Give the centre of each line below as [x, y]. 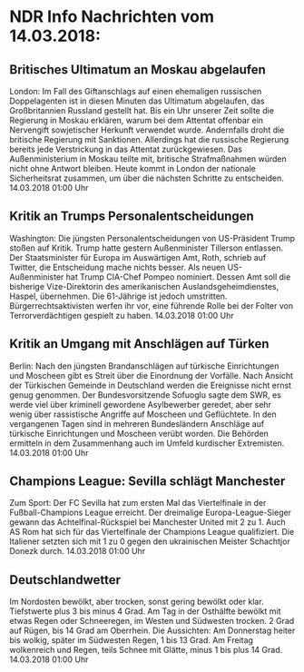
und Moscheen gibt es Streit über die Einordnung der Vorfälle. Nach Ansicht [151, 375]
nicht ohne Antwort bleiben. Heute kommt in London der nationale [132, 168]
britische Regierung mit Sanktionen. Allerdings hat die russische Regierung [149, 139]
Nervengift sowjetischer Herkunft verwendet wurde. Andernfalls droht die [147, 130]
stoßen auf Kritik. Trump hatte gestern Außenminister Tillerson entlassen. [147, 248]
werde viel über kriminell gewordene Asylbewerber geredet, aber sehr [141, 404]
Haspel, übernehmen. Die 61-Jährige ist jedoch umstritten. [118, 296]
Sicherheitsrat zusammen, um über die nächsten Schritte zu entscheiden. [147, 178]
